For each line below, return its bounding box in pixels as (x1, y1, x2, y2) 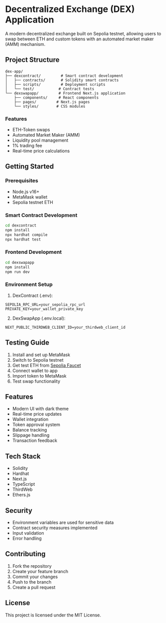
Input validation (12, 530, 44, 536)
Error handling (12, 535, 42, 541)
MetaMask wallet (12, 194, 48, 200)
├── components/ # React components (14, 95, 99, 100)
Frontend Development (5, 248, 62, 255)
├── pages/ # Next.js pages (14, 99, 90, 104)
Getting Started (5, 162, 54, 171)
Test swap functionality (12, 378, 61, 384)
